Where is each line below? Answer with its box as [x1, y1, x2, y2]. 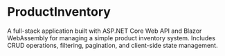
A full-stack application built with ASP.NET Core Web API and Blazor [7, 27, 202, 35]
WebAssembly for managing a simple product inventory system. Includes [7, 33, 216, 42]
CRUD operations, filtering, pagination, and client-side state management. [7, 41, 218, 49]
